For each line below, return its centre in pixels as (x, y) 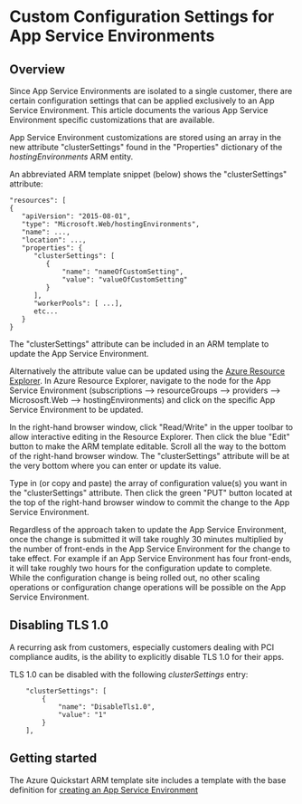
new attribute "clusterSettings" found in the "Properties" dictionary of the (146, 147)
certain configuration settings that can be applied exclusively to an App (142, 100)
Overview (38, 69)
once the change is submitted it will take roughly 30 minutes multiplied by (146, 539)
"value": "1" (82, 714)
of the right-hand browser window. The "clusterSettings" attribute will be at (149, 456)
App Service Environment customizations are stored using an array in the (146, 137)
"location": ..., (54, 240)
